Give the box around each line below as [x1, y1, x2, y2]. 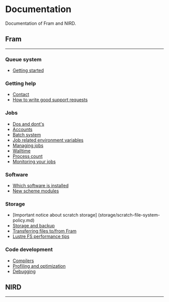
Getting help [5, 80, 36, 87]
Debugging [12, 268, 36, 274]
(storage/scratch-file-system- [98, 212, 160, 218]
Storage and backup [12, 223, 55, 229]
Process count [12, 153, 43, 159]
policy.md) [12, 217, 35, 223]
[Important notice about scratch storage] [12, 212, 97, 218]
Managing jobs [12, 142, 44, 148]
